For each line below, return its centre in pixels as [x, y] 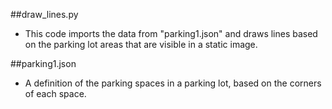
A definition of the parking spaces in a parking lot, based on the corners [173, 83]
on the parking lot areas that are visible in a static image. [141, 44]
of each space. [55, 93]
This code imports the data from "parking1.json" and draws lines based [171, 33]
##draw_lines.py [44, 14]
